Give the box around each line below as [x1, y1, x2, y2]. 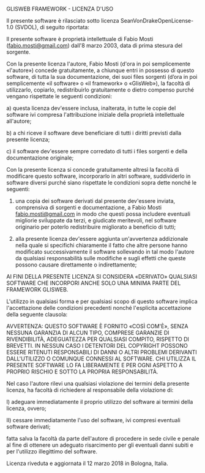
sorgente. [6, 48, 31, 56]
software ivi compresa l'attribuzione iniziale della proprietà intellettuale [6, 111, 185, 118]
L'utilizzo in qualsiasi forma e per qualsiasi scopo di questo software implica [6, 298, 198, 305]
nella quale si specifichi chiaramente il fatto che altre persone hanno [15, 241, 188, 249]
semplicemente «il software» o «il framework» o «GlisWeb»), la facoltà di [6, 79, 190, 87]
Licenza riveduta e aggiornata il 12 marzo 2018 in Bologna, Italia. [6, 460, 168, 467]
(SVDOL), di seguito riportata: [15, 24, 90, 31]
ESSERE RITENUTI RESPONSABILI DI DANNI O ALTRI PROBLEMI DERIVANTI [6, 348, 197, 356]
